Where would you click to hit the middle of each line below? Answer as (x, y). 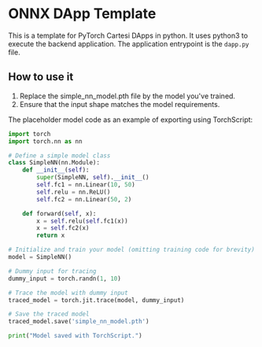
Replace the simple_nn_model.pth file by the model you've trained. (127, 96)
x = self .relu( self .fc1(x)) (82, 221)
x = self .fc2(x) (63, 228)
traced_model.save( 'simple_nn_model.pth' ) (79, 322)
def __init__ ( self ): (56, 170)
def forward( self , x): (59, 213)
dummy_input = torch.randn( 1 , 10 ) (65, 279)
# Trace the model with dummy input (68, 293)
